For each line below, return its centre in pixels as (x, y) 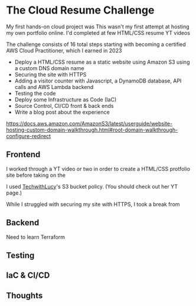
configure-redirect (29, 136)
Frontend (23, 155)
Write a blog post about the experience (62, 112)
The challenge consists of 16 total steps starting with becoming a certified (96, 44)
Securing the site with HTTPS (50, 74)
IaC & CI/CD (28, 276)
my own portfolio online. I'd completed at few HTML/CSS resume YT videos (98, 32)
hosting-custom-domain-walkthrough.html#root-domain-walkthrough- (92, 130)
